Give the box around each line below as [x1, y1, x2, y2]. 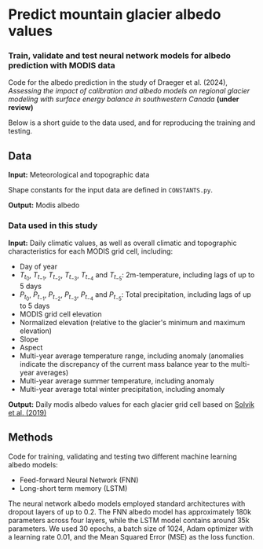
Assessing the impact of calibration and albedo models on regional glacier [8, 86, 250, 96]
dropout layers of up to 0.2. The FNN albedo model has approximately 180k [8, 507, 252, 516]
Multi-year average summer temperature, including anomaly [19, 375, 214, 386]
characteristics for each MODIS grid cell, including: [8, 246, 174, 256]
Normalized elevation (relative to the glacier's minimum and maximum [19, 317, 246, 327]
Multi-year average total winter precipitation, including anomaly [19, 384, 225, 393]
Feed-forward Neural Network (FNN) [19, 475, 139, 485]
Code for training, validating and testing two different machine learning [8, 452, 237, 461]
